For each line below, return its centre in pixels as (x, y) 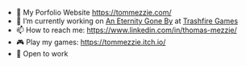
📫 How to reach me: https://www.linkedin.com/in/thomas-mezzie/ (126, 30)
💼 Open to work (42, 54)
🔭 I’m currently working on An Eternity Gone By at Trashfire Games (127, 21)
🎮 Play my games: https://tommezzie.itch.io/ (91, 42)
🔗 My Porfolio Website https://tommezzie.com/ (94, 12)
